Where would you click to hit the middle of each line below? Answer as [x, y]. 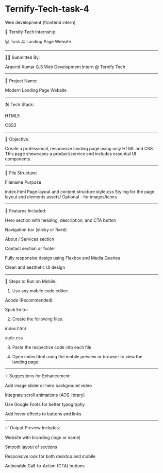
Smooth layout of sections [31, 447]
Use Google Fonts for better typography [45, 404]
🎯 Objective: [17, 139]
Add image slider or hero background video [49, 385]
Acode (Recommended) [29, 300]
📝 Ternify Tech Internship [30, 32]
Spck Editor [16, 309]
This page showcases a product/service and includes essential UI [71, 154]
